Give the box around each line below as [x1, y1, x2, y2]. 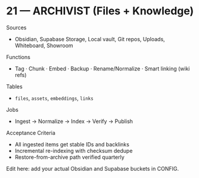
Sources [6, 24, 27, 31]
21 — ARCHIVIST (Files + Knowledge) [6, 4, 194, 18]
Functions [6, 53, 31, 60]
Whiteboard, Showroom [14, 42, 73, 49]
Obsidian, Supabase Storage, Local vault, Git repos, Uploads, [14, 35, 165, 42]
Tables [6, 82, 23, 90]
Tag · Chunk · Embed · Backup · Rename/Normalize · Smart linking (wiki [14, 65, 190, 72]
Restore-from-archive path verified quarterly [14, 154, 125, 161]
